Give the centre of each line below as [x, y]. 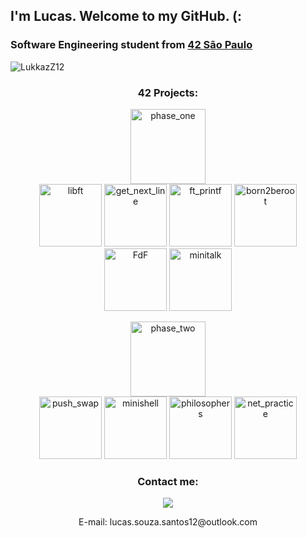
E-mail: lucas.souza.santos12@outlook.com [168, 522]
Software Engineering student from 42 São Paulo [131, 45]
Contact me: [168, 481]
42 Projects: [168, 92]
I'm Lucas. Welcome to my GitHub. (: [126, 16]
